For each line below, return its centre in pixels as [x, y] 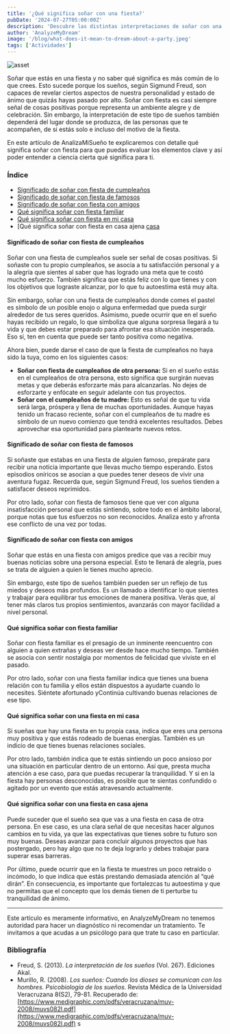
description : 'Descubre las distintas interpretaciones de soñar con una [115, 26]
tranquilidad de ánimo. [39, 898]
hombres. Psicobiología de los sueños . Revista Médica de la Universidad [119, 987]
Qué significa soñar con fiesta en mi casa [75, 219]
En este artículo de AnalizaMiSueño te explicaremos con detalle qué [103, 142]
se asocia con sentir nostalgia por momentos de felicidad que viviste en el [112, 658]
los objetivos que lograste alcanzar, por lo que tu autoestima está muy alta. [113, 286]
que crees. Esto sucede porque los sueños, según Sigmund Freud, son [107, 85]
